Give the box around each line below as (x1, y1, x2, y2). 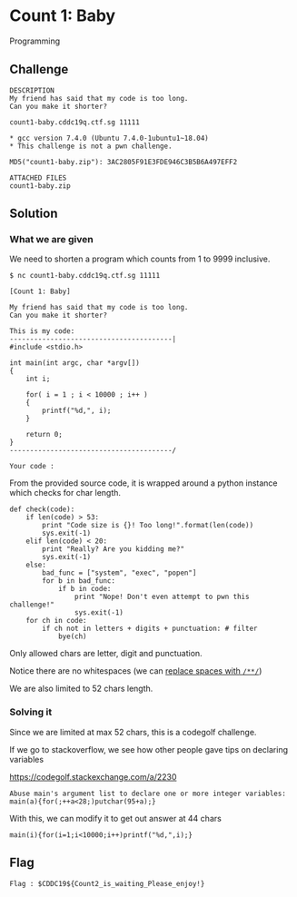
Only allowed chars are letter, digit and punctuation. (9, 648, 203, 659)
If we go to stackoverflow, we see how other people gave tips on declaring (9, 744, 289, 754)
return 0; (25, 430, 64, 439)
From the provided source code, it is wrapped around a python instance (9, 478, 278, 488)
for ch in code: (25, 616, 88, 626)
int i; (25, 374, 51, 384)
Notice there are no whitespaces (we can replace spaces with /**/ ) (9, 665, 262, 676)
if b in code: (57, 585, 112, 594)
